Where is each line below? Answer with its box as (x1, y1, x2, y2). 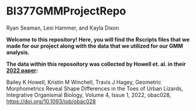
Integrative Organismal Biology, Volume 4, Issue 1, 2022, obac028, (6, 91, 171, 98)
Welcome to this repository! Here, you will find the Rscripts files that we (6, 36, 190, 43)
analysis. (6, 48, 30, 55)
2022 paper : (6, 66, 38, 74)
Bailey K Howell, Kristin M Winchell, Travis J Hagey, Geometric (6, 78, 162, 86)
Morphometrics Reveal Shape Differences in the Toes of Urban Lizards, (6, 84, 184, 92)
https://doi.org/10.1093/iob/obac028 (6, 98, 96, 105)
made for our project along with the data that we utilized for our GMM (6, 42, 183, 49)
